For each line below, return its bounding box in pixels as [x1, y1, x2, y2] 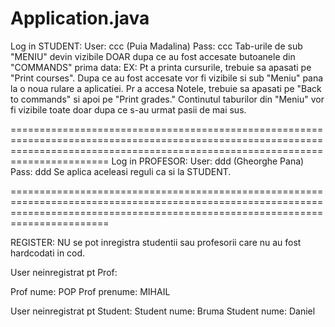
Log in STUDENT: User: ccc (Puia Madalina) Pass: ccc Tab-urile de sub [10, 40, 303, 52]
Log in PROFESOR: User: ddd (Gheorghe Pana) [111, 155, 305, 167]
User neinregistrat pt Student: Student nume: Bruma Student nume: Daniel [10, 305, 316, 317]
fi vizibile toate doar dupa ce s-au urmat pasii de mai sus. [10, 103, 247, 116]
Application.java [10, 7, 150, 30]
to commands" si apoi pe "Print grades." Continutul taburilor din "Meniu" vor [10, 93, 325, 105]
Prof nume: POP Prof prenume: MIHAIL [10, 285, 171, 297]
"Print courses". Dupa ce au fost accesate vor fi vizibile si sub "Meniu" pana [10, 72, 324, 84]
